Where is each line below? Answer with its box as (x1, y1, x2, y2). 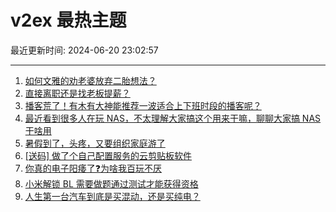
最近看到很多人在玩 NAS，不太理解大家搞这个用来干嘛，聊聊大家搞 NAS (24, 112, 322, 124)
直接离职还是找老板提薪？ (24, 87, 131, 99)
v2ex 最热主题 (10, 9, 127, 32)
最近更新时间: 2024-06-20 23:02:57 (10, 44, 159, 56)
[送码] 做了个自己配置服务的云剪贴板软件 (24, 149, 192, 161)
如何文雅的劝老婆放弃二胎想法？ (24, 74, 157, 86)
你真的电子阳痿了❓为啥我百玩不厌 (24, 162, 163, 174)
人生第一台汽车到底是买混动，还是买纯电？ (24, 190, 201, 202)
